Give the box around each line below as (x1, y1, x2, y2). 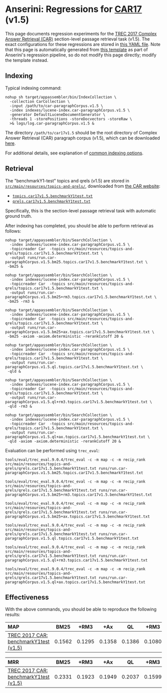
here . (5, 140, 16, 146)
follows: (5, 228, 21, 234)
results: (5, 612, 21, 618)
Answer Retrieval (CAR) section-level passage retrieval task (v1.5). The (5, 36, 150, 42)
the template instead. (5, 57, 49, 63)
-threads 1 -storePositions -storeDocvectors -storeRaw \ (9, 116, 133, 121)
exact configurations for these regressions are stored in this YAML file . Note (5, 41, 161, 47)
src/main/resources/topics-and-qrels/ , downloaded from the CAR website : (5, 183, 161, 189)
